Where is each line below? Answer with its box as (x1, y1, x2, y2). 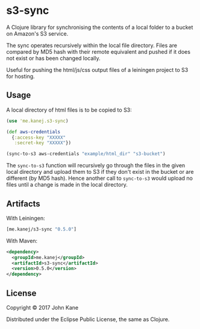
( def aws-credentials (6, 129, 61, 135)
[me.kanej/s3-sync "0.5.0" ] (6, 226, 77, 232)
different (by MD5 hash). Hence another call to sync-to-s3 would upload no (6, 174, 193, 182)
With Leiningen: (6, 214, 45, 222)
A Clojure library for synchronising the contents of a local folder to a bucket (6, 24, 193, 31)
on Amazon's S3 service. (6, 30, 69, 37)
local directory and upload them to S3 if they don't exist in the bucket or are (6, 168, 194, 176)
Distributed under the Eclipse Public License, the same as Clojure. (6, 316, 170, 323)
